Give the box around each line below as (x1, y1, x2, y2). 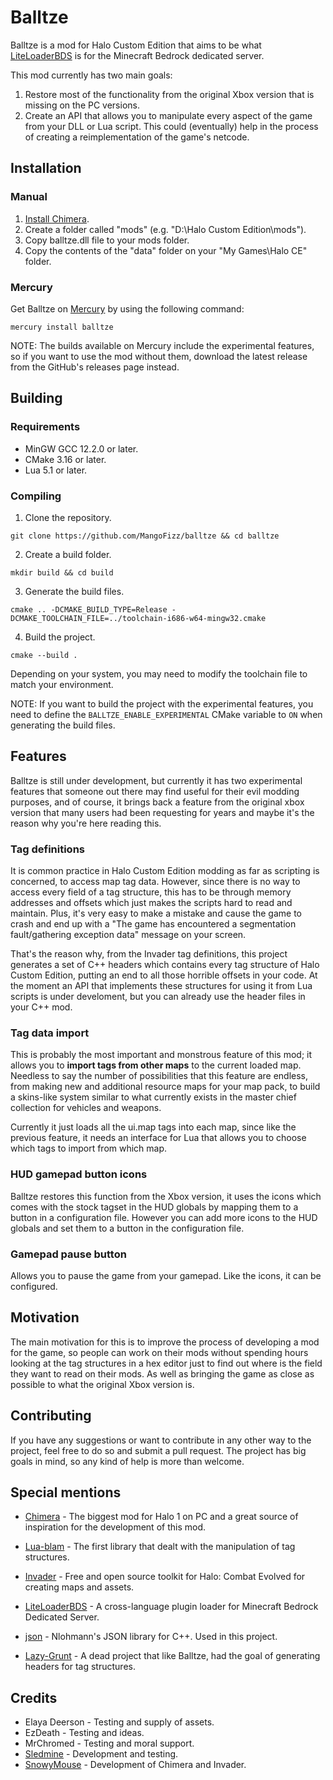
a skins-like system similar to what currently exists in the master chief (10, 1091, 297, 1103)
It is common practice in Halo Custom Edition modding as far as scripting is (10, 865, 320, 877)
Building (10, 390, 63, 407)
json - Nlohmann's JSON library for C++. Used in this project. (24, 1631, 278, 1643)
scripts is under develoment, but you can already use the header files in (10, 991, 306, 1003)
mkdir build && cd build (10, 567, 114, 578)
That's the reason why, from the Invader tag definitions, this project (10, 948, 288, 960)
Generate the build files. (24, 585, 125, 597)
